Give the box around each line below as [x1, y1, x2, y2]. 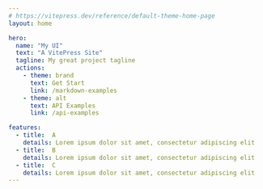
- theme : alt [23, 94, 67, 102]
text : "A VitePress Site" [15, 49, 104, 57]
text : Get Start [29, 78, 85, 87]
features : [8, 124, 42, 132]
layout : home [8, 19, 53, 27]
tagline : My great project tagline [15, 57, 136, 65]
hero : [8, 34, 27, 42]
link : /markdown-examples [29, 86, 117, 94]
